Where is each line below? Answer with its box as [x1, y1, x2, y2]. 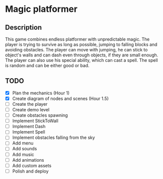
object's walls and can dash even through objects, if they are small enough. [5, 52, 159, 58]
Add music [12, 151, 34, 157]
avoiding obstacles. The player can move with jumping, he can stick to [5, 47, 148, 52]
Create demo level [12, 107, 50, 112]
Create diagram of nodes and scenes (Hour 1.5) [12, 95, 109, 101]
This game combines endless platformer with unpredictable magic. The [5, 36, 150, 42]
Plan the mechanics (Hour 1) [12, 90, 70, 96]
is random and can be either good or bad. [5, 63, 90, 68]
